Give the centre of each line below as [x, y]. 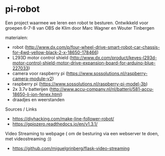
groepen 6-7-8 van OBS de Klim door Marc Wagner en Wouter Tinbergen [80, 28]
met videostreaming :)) [28, 139]
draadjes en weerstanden [38, 99]
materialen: [17, 38]
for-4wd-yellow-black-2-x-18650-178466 [55, 52]
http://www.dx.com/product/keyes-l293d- [114, 57]
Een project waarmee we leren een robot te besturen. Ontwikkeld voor [77, 23]
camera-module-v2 [32, 78]
